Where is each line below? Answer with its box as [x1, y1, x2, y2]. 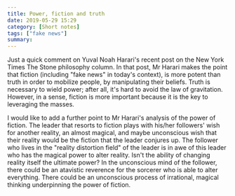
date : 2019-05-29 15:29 [7, 17, 77, 24]
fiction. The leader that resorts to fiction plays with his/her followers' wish [7, 121, 220, 129]
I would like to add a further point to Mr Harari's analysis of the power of [7, 113, 216, 122]
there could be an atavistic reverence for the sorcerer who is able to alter [7, 166, 218, 174]
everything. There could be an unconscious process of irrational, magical [7, 173, 219, 182]
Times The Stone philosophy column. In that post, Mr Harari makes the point [7, 63, 228, 71]
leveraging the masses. [7, 100, 75, 108]
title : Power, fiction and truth [7, 10, 105, 17]
